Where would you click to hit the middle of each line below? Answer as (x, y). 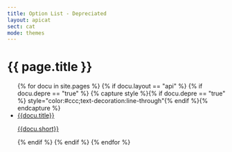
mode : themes (26, 33)
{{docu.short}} (38, 129)
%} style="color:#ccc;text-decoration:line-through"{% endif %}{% (113, 101)
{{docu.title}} (36, 115)
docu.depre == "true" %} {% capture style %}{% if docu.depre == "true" (121, 93)
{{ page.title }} (50, 67)
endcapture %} (39, 108)
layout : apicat (29, 20)
